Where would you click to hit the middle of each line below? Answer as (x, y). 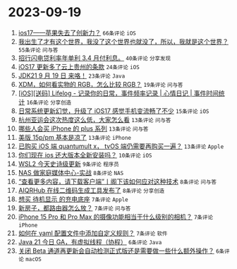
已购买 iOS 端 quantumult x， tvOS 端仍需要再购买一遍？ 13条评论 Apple (121, 146)
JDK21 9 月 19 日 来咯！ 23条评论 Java (72, 76)
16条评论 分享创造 (49, 102)
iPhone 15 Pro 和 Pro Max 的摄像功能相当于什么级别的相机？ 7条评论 (116, 217)
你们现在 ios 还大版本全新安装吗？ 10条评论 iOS (85, 155)
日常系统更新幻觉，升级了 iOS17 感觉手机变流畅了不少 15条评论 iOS (114, 111)
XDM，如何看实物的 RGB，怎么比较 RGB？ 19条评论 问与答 (101, 84)
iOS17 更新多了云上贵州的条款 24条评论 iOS (79, 66)
